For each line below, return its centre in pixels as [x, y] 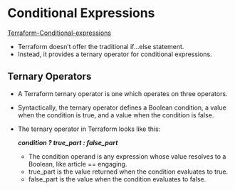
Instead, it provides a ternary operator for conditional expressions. [115, 54]
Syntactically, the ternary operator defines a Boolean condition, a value [122, 107]
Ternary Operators [49, 76]
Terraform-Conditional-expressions [59, 33]
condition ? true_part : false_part [68, 142]
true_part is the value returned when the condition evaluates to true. [128, 171]
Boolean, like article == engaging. [78, 164]
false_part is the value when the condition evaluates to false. [117, 179]
